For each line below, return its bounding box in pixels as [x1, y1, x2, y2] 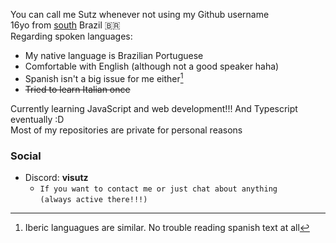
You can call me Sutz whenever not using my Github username [10, 9, 270, 20]
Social [10, 149, 42, 163]
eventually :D [10, 113, 65, 125]
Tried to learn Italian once [24, 83, 131, 95]
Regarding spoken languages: [10, 30, 133, 42]
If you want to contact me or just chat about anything [39, 184, 278, 194]
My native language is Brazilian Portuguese [24, 50, 204, 61]
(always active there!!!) [39, 194, 148, 204]
